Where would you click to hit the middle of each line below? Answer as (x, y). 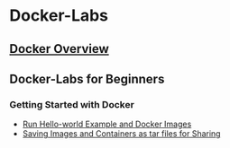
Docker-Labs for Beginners (87, 78)
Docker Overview (60, 49)
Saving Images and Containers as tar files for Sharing (121, 134)
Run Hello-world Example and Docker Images (107, 124)
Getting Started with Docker (72, 104)
